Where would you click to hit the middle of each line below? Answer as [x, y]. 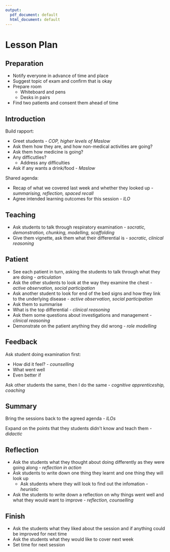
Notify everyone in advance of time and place [60, 76]
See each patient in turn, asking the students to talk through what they [86, 271]
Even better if [27, 375]
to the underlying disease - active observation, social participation [83, 298]
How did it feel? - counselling [43, 364]
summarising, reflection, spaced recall [53, 193]
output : [13, 10]
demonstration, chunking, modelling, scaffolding [63, 232]
